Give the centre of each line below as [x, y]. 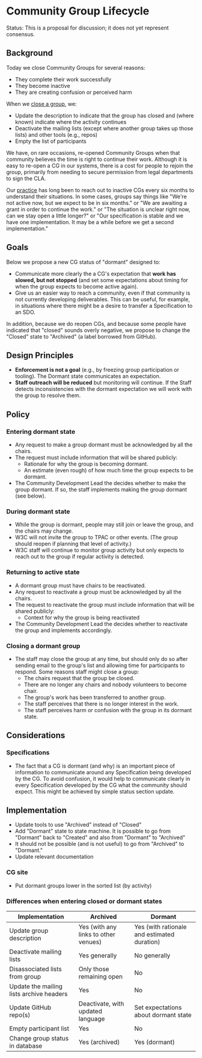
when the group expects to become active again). [76, 286]
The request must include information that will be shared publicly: [96, 458]
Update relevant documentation [54, 857]
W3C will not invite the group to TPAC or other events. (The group [96, 537]
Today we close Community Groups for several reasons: [76, 67]
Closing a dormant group [43, 646]
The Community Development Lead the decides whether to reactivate [101, 624]
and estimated [155, 934]
